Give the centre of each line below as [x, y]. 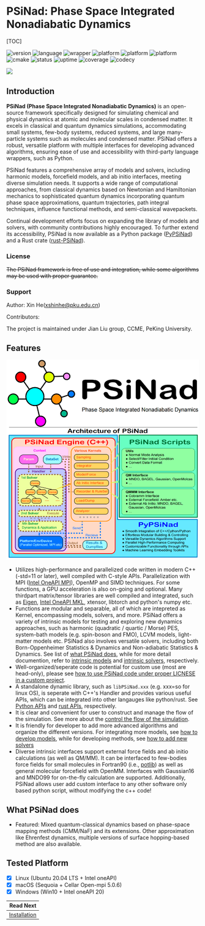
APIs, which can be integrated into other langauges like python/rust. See [106, 700]
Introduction [31, 91]
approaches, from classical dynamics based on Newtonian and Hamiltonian [101, 189]
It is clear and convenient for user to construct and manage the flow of [104, 713]
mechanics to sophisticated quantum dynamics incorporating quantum [95, 196]
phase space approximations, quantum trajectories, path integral [88, 202]
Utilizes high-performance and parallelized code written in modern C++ [105, 569]
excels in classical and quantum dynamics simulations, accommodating [96, 125]
